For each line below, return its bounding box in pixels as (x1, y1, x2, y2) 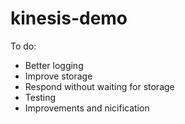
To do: (10, 40, 37, 52)
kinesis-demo (10, 7, 128, 30)
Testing (24, 91, 57, 103)
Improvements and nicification (24, 102, 150, 114)
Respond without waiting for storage (24, 80, 175, 92)
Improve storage (24, 70, 93, 82)
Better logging (24, 59, 84, 71)
